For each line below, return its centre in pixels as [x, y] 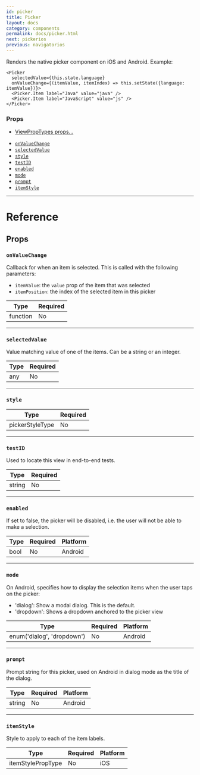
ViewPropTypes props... [44, 132]
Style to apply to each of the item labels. [56, 739]
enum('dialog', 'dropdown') [47, 636]
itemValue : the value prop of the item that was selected [82, 285]
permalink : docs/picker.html [42, 34]
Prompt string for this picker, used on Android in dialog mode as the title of [98, 672]
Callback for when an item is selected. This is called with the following [92, 268]
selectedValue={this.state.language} [58, 78]
